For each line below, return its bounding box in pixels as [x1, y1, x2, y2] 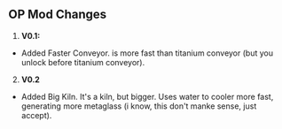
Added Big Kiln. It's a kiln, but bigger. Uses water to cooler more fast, [20, 91, 274, 102]
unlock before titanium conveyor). [20, 57, 145, 67]
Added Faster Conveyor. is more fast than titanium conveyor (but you [20, 48, 274, 58]
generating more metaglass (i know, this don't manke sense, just [20, 101, 257, 111]
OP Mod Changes [8, 7, 107, 22]
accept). [20, 110, 52, 120]
